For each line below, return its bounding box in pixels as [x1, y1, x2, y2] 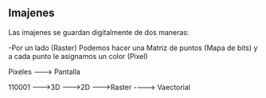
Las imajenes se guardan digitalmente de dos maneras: [8, 27, 190, 37]
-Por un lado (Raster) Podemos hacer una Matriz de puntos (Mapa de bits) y [8, 43, 258, 53]
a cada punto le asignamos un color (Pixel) [8, 51, 149, 61]
